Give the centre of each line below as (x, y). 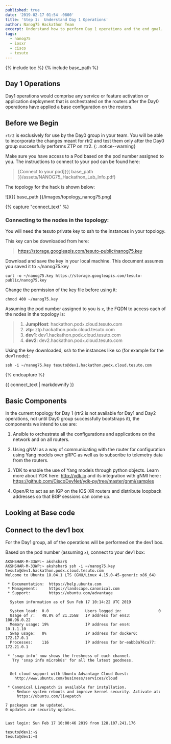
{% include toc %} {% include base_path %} (52, 68)
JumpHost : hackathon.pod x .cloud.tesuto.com (74, 324)
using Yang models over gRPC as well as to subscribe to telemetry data (88, 455)
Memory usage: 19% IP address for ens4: (70, 625)
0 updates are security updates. (41, 710)
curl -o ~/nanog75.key (29, 276)
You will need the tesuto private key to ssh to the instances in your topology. (86, 231)
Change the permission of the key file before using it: (61, 290)
